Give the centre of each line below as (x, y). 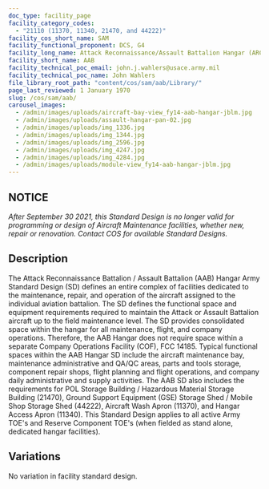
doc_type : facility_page (50, 16)
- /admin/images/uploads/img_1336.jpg (80, 127)
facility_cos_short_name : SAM (59, 38)
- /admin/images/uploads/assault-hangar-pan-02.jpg (104, 120)
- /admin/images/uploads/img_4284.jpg (80, 157)
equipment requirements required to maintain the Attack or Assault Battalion (134, 312)
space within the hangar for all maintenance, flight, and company (115, 329)
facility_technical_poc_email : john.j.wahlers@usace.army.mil (114, 68)
